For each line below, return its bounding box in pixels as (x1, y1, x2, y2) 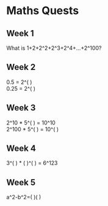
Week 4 (6, 143, 37, 154)
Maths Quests (6, 4, 79, 18)
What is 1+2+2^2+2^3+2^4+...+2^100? (6, 44, 102, 51)
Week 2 (6, 62, 36, 72)
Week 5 (6, 177, 35, 188)
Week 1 (6, 28, 34, 39)
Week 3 (6, 102, 36, 113)
